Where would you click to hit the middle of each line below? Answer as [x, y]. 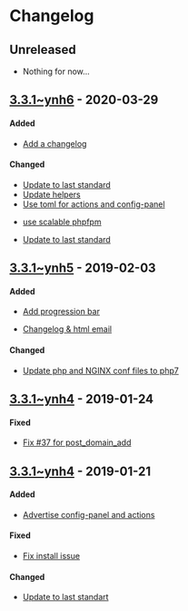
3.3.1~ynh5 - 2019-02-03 [83, 269]
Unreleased [43, 50]
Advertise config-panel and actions [89, 514]
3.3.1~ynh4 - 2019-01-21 [80, 471]
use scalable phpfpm [62, 222]
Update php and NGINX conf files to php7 [100, 370]
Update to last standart [65, 597]
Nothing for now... [56, 71]
